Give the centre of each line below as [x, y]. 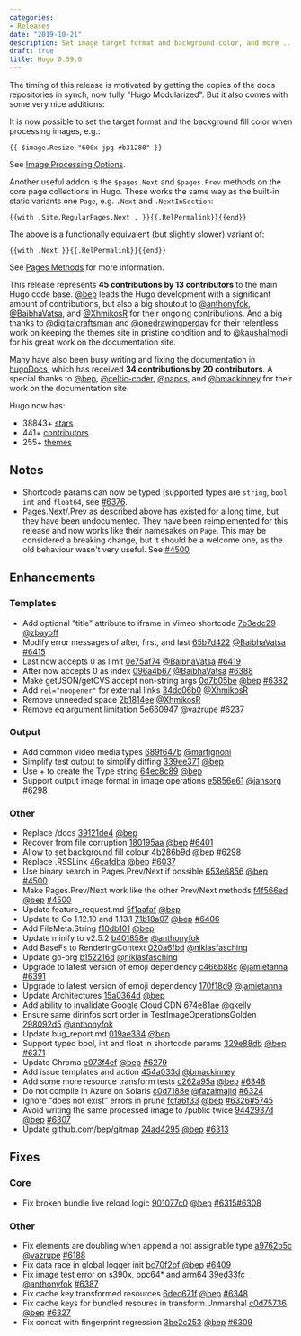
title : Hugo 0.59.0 [46, 59]
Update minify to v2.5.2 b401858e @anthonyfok [111, 938]
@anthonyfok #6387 [60, 1284]
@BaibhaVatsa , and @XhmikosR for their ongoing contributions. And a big [146, 313]
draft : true [31, 51]
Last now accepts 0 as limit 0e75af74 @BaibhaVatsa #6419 [131, 661]
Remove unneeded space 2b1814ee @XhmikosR [111, 699]
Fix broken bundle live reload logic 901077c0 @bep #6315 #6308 [142, 1203]
